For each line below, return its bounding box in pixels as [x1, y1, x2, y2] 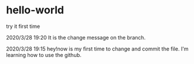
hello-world [6, 3, 65, 17]
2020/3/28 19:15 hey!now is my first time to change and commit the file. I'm [6, 45, 189, 52]
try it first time [6, 23, 40, 30]
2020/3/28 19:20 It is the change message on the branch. [6, 34, 146, 41]
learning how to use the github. [6, 51, 82, 58]
